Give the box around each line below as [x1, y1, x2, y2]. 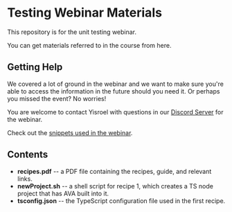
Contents [7, 149, 48, 161]
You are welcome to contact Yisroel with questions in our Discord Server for [7, 107, 224, 116]
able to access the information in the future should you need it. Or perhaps [7, 87, 220, 95]
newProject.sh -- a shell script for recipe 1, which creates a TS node [17, 182, 213, 190]
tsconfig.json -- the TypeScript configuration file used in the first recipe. [17, 196, 226, 205]
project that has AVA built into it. [17, 189, 109, 197]
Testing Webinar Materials [7, 5, 163, 21]
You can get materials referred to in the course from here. [7, 41, 172, 49]
